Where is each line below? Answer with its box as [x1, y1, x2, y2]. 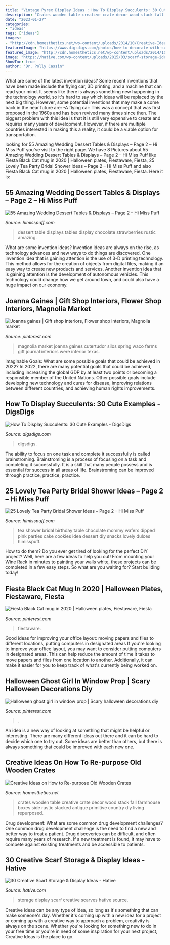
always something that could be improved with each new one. [5, 744, 135, 750]
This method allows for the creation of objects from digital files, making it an [5, 260, 164, 266]
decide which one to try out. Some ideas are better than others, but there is [5, 738, 162, 744]
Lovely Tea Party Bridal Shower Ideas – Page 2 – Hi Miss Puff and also [5, 163, 151, 169]
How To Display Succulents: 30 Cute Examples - [5, 400, 161, 408]
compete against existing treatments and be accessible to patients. [5, 841, 145, 847]
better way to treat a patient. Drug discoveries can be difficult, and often [5, 831, 156, 837]
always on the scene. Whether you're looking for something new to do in [5, 923, 157, 929]
